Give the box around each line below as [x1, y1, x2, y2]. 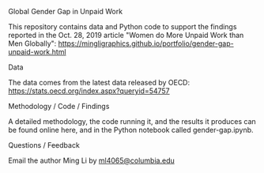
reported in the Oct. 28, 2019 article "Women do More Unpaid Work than [8, 31, 244, 39]
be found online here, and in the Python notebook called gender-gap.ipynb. [8, 126, 255, 134]
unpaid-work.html [8, 47, 66, 56]
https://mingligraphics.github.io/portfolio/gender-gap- [58, 39, 235, 48]
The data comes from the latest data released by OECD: [8, 78, 190, 87]
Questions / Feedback [8, 141, 81, 149]
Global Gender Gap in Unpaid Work [8, 7, 123, 16]
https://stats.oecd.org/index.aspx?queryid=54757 [8, 86, 170, 96]
